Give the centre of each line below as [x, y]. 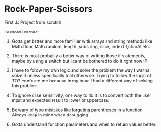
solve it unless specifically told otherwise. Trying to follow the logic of [81, 75]
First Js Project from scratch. [34, 22]
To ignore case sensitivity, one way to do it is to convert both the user [81, 95]
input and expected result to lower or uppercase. [61, 100]
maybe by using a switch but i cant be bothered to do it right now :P [80, 61]
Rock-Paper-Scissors [49, 9]
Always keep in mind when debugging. [50, 115]
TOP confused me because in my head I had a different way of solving [82, 81]
